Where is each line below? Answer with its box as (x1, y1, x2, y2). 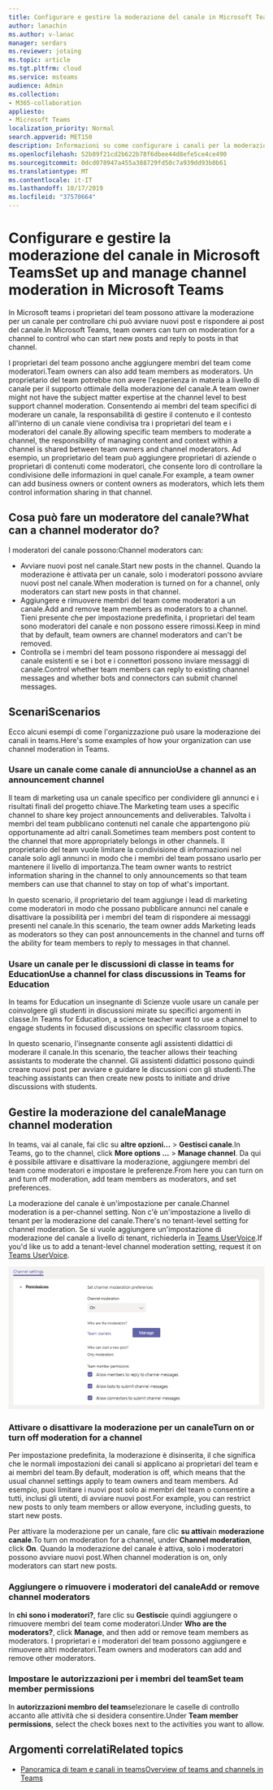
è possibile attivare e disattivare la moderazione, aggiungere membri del (8, 1157, 250, 1166)
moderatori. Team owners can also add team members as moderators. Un (8, 366, 253, 376)
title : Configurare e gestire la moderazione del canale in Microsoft (8, 13, 253, 21)
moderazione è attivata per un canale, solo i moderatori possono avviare (19, 569, 263, 579)
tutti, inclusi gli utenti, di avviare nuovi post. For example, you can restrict (8, 1494, 251, 1503)
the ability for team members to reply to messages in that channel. (8, 938, 231, 948)
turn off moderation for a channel (8, 1432, 142, 1443)
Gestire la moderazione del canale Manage (8, 1105, 227, 1119)
